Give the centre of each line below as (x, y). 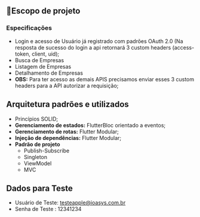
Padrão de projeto (38, 144)
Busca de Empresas (39, 60)
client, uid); (46, 54)
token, (23, 54)
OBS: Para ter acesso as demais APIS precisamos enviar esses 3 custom (104, 79)
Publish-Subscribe (47, 151)
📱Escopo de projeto (43, 11)
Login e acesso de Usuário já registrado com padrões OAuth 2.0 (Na (99, 41)
